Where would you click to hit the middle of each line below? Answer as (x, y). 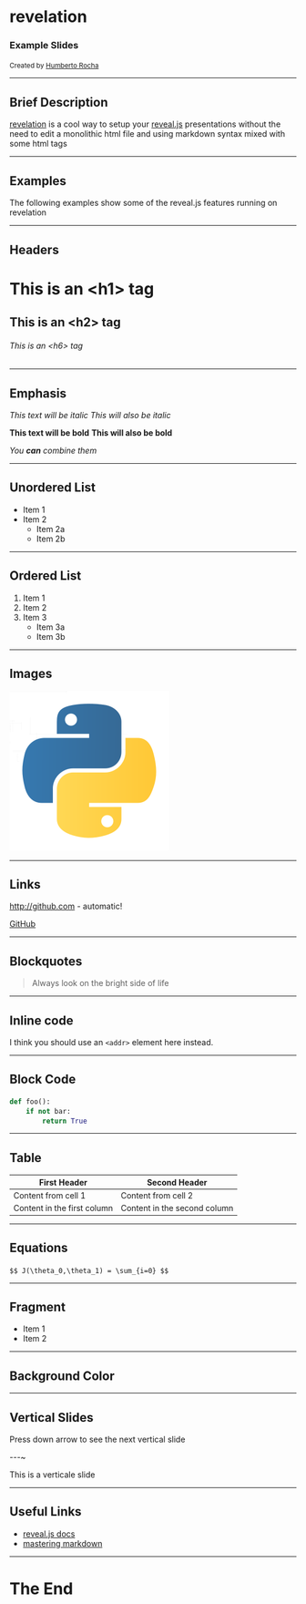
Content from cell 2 (157, 1195)
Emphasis (38, 393)
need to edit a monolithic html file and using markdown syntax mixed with (147, 134)
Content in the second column (177, 1208)
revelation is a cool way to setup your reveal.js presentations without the (145, 124)
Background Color (62, 1376)
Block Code (43, 1080)
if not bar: (48, 1111)
